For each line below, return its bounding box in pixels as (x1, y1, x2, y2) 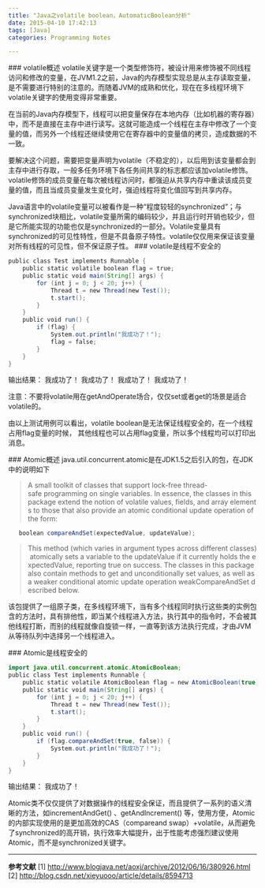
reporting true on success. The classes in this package (76, 561, 255, 570)
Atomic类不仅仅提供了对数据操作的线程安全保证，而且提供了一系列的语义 (8, 798, 245, 808)
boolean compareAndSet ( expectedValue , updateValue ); (18, 529, 196, 537)
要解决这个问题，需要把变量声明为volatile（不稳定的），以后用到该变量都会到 (8, 155, 256, 166)
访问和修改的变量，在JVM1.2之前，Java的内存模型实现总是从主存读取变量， (8, 73, 255, 83)
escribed (27, 585, 57, 595)
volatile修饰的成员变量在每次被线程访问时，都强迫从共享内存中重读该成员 (8, 175, 246, 185)
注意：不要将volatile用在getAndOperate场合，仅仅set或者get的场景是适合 (8, 392, 247, 401)
